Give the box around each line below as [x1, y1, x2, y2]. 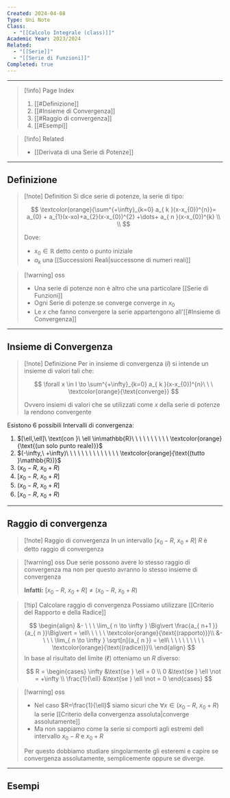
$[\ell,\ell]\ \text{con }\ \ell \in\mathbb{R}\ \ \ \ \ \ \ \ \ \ [16, 434, 169, 442]
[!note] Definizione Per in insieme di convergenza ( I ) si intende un [23, 359, 209, 367]
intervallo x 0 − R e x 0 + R [34, 732, 104, 742]
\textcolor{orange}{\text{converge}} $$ [68, 387, 179, 395]
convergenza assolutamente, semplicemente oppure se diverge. [23, 754, 205, 762]
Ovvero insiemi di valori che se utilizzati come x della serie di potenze [23, 400, 220, 408]
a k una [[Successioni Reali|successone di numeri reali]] [34, 256, 191, 266]
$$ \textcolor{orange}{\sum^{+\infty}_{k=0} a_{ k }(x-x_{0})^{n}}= [30, 205, 217, 214]
